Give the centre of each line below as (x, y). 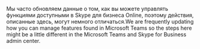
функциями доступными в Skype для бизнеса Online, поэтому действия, (100, 15)
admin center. (23, 41)
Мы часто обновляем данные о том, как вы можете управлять (87, 9)
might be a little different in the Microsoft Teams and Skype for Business (96, 34)
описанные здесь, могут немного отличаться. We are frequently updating (100, 21)
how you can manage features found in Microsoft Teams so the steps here (99, 28)
